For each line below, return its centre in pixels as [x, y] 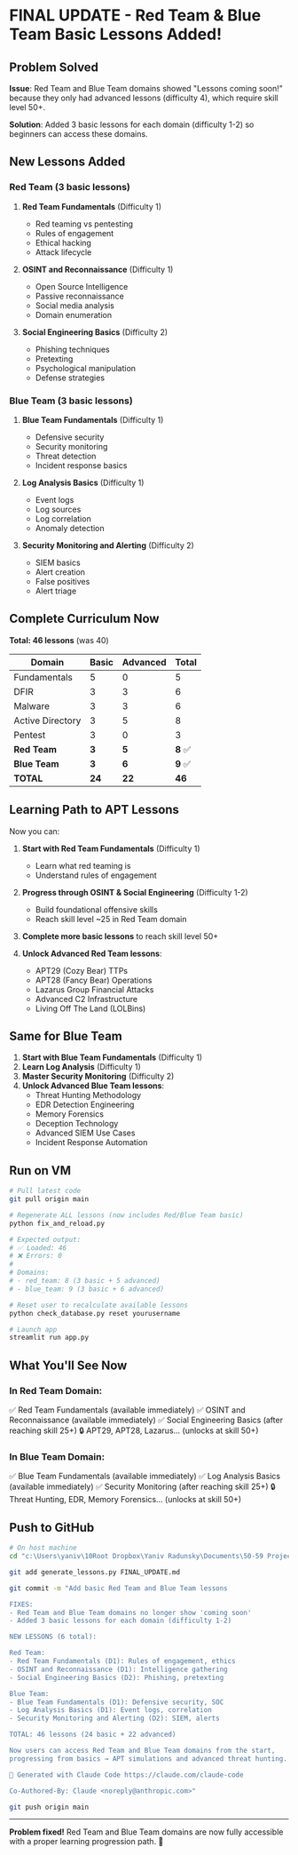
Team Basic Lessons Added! [116, 34]
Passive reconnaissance [79, 296]
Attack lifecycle [63, 252]
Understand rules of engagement [96, 875]
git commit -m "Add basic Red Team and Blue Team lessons [118, 1588]
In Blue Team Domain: [57, 1456]
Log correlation [63, 518]
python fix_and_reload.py [57, 1223]
